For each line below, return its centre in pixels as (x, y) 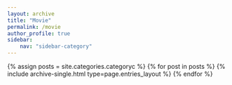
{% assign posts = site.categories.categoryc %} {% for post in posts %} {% (116, 66)
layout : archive (31, 14)
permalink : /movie (34, 27)
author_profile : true (39, 33)
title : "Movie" (29, 20)
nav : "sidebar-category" (56, 46)
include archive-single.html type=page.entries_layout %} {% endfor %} (110, 74)
